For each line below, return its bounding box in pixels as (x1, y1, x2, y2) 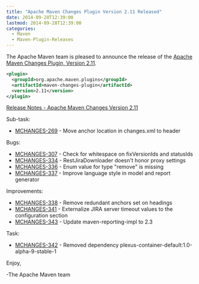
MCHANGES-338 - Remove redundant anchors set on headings (14, 199, 173, 207)
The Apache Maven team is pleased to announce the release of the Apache (6, 53, 193, 60)
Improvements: (6, 188, 44, 195)
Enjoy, (6, 259, 22, 267)
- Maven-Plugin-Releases (11, 37, 74, 43)
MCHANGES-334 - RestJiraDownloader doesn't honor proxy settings (14, 157, 186, 164)
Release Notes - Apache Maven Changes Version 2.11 (6, 104, 138, 111)
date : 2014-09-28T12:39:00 (6, 14, 74, 20)
